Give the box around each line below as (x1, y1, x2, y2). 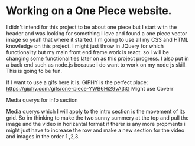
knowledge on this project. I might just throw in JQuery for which (6, 42, 164, 49)
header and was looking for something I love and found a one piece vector (6, 29, 187, 36)
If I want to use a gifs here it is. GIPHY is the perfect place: (6, 78, 148, 86)
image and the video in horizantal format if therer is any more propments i (6, 120, 186, 127)
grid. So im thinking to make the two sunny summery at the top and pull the (6, 114, 189, 121)
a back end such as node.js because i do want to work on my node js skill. (6, 61, 187, 68)
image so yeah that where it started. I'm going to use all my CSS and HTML (6, 36, 189, 43)
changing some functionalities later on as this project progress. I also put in (6, 55, 189, 62)
